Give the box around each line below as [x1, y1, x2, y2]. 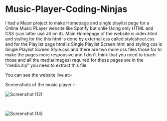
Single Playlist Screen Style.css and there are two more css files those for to [5, 46, 162, 52]
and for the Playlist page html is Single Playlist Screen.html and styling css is [5, 41, 163, 47]
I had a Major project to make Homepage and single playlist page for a [5, 20, 150, 26]
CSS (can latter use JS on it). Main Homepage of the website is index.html [5, 30, 157, 36]
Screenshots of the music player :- [5, 81, 76, 88]
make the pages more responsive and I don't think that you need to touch [5, 51, 156, 58]
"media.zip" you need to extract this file [5, 62, 87, 68]
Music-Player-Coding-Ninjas [5, 3, 128, 15]
